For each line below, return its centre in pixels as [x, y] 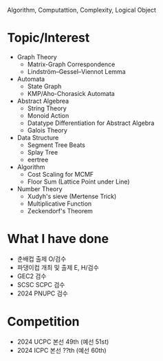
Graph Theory [37, 57]
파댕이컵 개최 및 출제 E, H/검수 [58, 267]
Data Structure [38, 137]
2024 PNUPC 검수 [43, 293]
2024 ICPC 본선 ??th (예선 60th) [62, 350]
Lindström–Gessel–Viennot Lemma [76, 71]
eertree [38, 159]
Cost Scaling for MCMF [61, 174]
